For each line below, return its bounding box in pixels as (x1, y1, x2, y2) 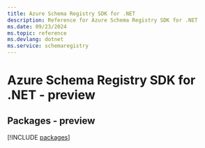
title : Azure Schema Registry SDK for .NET (7, 10, 136, 17)
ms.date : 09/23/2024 (7, 23, 68, 30)
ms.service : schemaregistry (7, 42, 89, 49)
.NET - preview (7, 88, 96, 103)
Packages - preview (7, 115, 96, 126)
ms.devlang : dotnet (7, 36, 64, 43)
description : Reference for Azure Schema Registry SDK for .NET (7, 17, 198, 24)
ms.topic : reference (7, 29, 68, 37)
